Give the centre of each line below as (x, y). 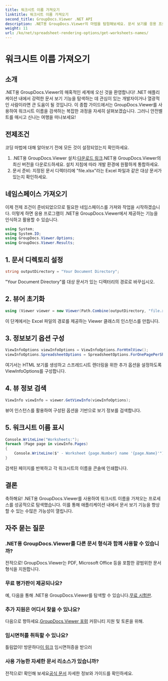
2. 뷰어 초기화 (25, 299)
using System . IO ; (23, 234)
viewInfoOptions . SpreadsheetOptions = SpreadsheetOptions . (68, 355)
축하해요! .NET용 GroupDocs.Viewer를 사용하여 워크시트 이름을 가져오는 (76, 498)
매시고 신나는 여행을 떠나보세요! (45, 117)
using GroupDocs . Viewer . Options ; (40, 238)
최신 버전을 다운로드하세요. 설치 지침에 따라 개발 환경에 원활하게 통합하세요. (86, 164)
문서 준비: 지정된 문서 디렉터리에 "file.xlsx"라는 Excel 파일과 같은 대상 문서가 (87, 170)
